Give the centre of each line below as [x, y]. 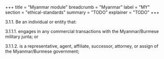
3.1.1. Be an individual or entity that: [41, 22]
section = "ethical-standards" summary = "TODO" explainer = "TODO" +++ [82, 12]
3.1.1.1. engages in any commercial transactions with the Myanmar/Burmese [82, 31]
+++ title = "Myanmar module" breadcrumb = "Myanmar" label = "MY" [78, 7]
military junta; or [22, 37]
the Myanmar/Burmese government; [42, 51]
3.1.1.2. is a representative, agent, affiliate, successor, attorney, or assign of [82, 46]
